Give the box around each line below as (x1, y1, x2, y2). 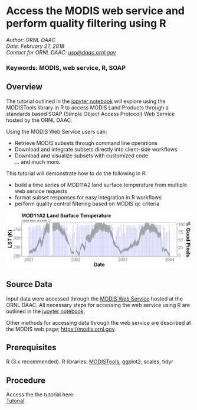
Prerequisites (6, 342, 57, 353)
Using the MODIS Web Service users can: (6, 128, 107, 135)
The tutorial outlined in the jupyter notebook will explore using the (6, 98, 166, 105)
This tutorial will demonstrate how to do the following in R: (6, 170, 147, 177)
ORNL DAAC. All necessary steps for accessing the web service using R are (6, 301, 191, 308)
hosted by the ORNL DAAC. (6, 117, 73, 124)
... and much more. (14, 158, 61, 165)
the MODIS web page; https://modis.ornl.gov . (6, 325, 116, 332)
